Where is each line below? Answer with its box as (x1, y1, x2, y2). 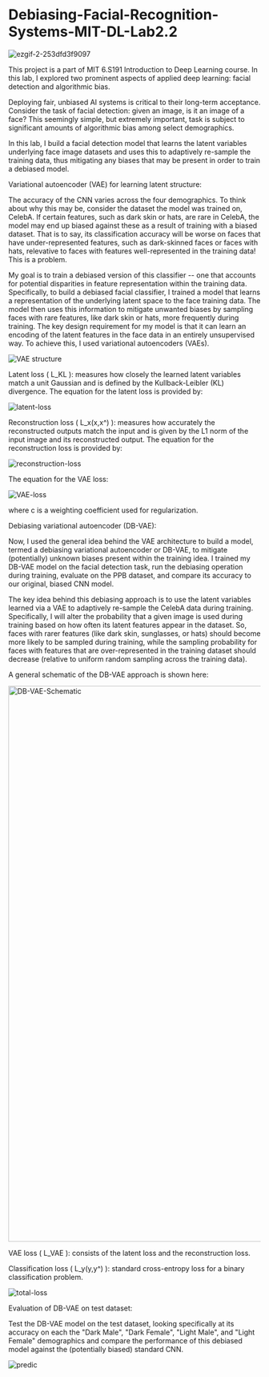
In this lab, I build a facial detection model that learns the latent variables (8, 138, 247, 148)
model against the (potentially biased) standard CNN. (8, 1344, 184, 1354)
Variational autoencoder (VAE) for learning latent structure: (8, 179, 203, 189)
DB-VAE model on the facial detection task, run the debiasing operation (8, 561, 243, 571)
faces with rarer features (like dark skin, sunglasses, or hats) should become (8, 628, 261, 638)
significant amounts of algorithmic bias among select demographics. (8, 123, 235, 132)
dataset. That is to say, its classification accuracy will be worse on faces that (8, 229, 261, 238)
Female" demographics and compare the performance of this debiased (8, 1335, 243, 1345)
